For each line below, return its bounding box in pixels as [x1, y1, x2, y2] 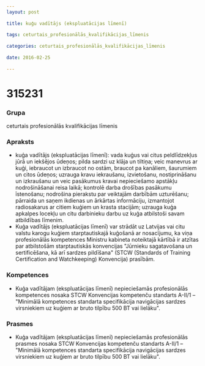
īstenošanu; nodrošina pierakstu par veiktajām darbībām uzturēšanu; [15, 190, 189, 198]
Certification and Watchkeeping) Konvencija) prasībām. [15, 255, 155, 263]
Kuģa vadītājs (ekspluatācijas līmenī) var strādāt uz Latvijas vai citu [15, 223, 185, 230]
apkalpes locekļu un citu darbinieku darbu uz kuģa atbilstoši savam [15, 210, 185, 217]
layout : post [6, 9, 40, 15]
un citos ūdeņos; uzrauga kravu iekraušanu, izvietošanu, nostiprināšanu [15, 171, 197, 178]
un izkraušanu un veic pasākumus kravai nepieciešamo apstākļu [15, 177, 177, 185]
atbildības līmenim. [15, 217, 64, 224]
